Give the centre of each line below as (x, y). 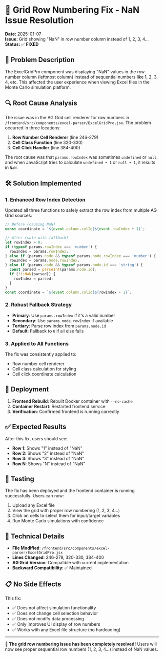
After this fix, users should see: (36, 438)
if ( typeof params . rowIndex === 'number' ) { (51, 247)
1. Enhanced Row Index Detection (45, 200)
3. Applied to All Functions (37, 344)
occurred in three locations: (33, 128)
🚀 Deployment (27, 389)
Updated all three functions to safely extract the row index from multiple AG (81, 210)
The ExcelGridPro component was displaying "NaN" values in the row (75, 72)
